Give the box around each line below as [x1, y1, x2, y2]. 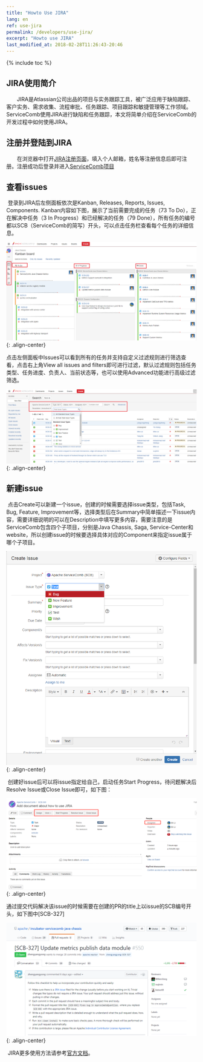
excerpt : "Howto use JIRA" [6, 35, 74, 42]
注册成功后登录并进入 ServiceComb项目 [16, 163, 115, 170]
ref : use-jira [6, 22, 42, 29]
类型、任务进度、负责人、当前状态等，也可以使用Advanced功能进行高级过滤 [6, 369, 196, 376]
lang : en [6, 16, 28, 22]
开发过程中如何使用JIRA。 [6, 118, 71, 126]
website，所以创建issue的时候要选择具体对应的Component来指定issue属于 [6, 531, 192, 538]
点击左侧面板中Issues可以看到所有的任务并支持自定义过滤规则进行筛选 [6, 354, 181, 361]
